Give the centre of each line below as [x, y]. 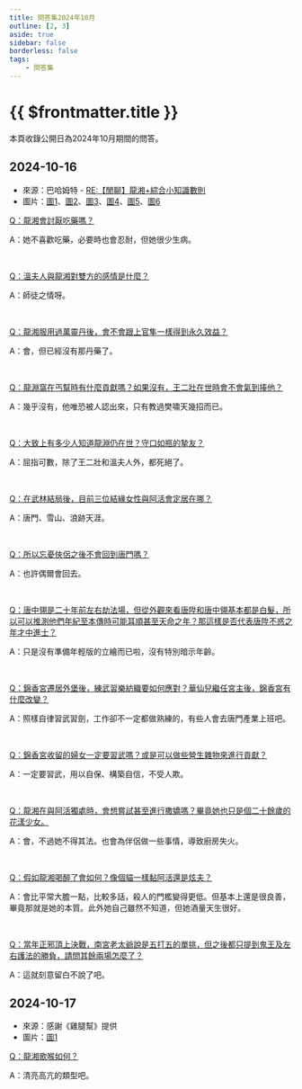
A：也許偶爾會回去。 [48, 573]
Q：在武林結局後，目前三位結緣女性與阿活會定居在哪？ [111, 498]
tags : [19, 59]
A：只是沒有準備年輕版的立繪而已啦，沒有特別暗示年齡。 [115, 651]
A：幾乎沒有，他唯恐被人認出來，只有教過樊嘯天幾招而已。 [118, 406]
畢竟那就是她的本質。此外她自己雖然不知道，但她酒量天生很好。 [127, 907]
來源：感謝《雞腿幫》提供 [70, 1026]
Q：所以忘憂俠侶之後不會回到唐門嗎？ [80, 554]
